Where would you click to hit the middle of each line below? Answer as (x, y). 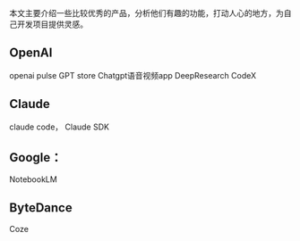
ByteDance (41, 208)
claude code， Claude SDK (60, 127)
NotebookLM (34, 179)
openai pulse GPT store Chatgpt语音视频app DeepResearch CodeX (133, 75)
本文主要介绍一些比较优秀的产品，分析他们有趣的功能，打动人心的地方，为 (146, 13)
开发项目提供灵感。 (52, 24)
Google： (36, 158)
